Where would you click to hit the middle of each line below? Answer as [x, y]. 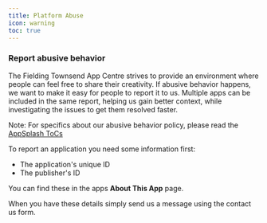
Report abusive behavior [57, 58]
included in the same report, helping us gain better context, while [115, 101]
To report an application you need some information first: [102, 149]
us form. [22, 212]
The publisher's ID [50, 173]
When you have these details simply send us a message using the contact [130, 203]
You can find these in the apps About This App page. [96, 188]
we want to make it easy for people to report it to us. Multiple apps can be [130, 92]
